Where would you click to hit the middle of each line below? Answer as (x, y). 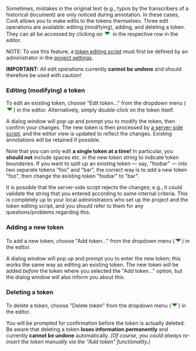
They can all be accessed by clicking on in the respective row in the (92, 34)
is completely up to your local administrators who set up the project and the (97, 200)
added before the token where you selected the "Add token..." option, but (94, 270)
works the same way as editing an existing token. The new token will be (92, 265)
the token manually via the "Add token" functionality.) (86, 342)
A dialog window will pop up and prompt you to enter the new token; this (93, 258)
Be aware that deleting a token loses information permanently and (87, 329)
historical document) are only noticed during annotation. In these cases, (93, 15)
